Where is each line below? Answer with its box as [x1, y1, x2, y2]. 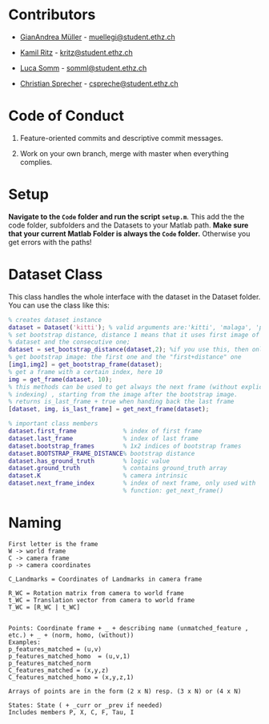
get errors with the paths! [8, 237, 92, 247]
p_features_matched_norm [8, 659, 91, 667]
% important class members [8, 420, 98, 428]
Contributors [8, 6, 96, 24]
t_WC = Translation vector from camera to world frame [8, 596, 195, 604]
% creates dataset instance [8, 316, 102, 324]
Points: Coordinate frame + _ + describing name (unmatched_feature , [8, 624, 249, 632]
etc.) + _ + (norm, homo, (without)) [8, 631, 134, 639]
